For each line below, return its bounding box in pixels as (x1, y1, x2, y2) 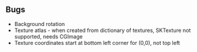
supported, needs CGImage (14, 32, 83, 40)
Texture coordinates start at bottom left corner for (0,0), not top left (14, 39, 180, 46)
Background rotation (14, 20, 65, 27)
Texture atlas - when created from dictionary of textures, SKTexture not (14, 27, 191, 34)
